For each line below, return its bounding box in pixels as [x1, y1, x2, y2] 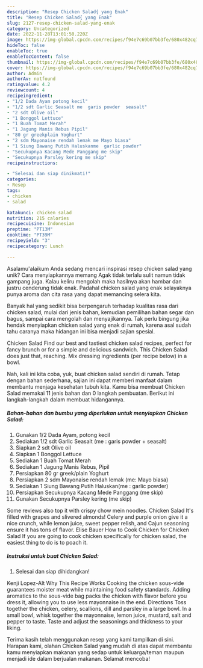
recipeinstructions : [7, 160, 59, 166]
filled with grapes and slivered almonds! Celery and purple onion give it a [7, 513, 189, 521]
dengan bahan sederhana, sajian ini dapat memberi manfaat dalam [7, 377, 172, 384]
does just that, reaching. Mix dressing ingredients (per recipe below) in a [7, 352, 187, 359]
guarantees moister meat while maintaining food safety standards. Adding [7, 586, 190, 593]
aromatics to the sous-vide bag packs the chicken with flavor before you [7, 592, 187, 599]
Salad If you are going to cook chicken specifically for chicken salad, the [7, 532, 187, 539]
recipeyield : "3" [7, 238, 51, 244]
